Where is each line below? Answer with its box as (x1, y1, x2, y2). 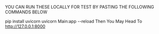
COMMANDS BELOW (5, 9, 48, 15)
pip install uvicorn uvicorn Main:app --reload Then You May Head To (5, 19, 142, 24)
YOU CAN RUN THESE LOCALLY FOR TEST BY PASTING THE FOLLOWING (5, 4, 154, 10)
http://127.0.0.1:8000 (5, 23, 46, 29)
